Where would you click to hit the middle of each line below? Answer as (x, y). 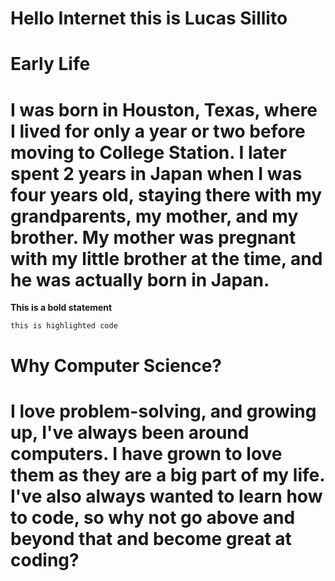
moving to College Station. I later (148, 152)
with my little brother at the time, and (166, 258)
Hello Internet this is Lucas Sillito (149, 18)
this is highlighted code (64, 326)
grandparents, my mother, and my (154, 216)
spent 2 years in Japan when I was (156, 173)
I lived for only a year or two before (158, 131)
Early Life (50, 64)
